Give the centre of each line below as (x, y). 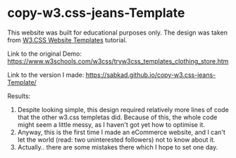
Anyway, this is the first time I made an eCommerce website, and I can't (121, 132)
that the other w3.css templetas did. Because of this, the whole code (117, 117)
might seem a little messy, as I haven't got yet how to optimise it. (111, 124)
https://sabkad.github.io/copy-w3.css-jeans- (151, 75)
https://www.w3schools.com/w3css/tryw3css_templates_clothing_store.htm (118, 61)
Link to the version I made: (46, 75)
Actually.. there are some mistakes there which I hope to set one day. (118, 147)
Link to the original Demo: (45, 54)
